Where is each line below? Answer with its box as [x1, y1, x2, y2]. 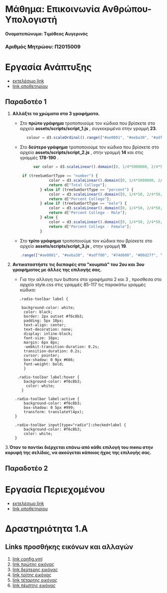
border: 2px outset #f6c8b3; [23, 314, 84, 319]
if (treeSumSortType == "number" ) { [22, 173, 98, 178]
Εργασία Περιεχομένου [5, 484, 105, 495]
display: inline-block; [23, 331, 73, 336]
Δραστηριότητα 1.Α [5, 523, 88, 534]
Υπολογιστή [5, 14, 58, 25]
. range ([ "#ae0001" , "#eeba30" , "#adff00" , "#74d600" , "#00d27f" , [19, 252, 158, 258]
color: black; [23, 309, 53, 315]
